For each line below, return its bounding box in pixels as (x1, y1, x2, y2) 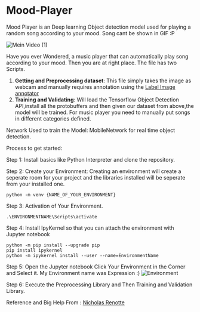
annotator (14, 89, 39, 97)
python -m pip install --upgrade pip (6, 242, 100, 248)
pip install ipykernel (6, 247, 63, 254)
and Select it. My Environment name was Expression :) (6, 269, 140, 276)
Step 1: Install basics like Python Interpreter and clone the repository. (6, 156, 175, 163)
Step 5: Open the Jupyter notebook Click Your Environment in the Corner (6, 263, 186, 270)
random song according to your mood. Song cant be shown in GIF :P (6, 29, 175, 36)
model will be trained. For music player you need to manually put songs (14, 109, 190, 116)
